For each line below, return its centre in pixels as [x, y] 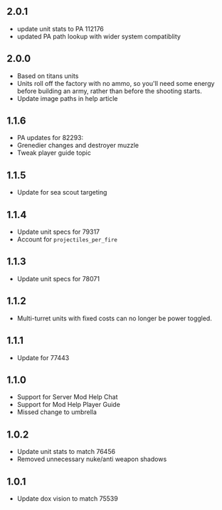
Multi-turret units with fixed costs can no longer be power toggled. [115, 318]
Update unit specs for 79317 [58, 232]
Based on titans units [48, 76]
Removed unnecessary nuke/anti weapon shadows [92, 459]
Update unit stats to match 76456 [66, 452]
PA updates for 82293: [50, 138]
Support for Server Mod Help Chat [67, 397]
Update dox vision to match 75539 [67, 498]
